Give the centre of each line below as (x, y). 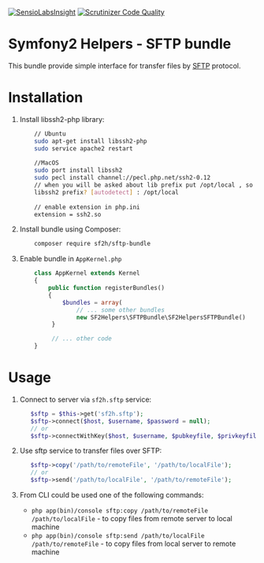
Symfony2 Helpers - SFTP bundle (120, 44)
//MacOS (46, 163)
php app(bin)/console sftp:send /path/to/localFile (118, 536)
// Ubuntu (50, 134)
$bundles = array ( (92, 302)
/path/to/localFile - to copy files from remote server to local (132, 519)
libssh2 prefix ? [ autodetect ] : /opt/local (107, 192)
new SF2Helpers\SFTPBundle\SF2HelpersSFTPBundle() (161, 317)
